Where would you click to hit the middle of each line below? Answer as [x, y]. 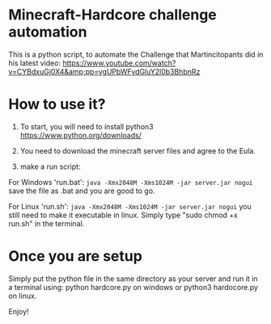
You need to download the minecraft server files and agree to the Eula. [138, 150]
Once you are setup [76, 257]
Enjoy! [19, 311]
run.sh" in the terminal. [47, 223]
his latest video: [35, 63]
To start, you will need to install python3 [87, 126]
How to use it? [57, 105]
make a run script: [50, 166]
